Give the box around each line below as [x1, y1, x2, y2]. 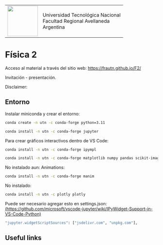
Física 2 [5, 49, 37, 60]
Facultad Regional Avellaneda [43, 18, 110, 24]
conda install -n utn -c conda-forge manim [5, 174, 95, 179]
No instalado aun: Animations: [5, 165, 65, 170]
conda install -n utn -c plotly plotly [5, 192, 86, 197]
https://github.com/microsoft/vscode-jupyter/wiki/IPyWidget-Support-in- [6, 206, 153, 212]
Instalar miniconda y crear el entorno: [5, 111, 80, 117]
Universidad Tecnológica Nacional [43, 12, 121, 18]
